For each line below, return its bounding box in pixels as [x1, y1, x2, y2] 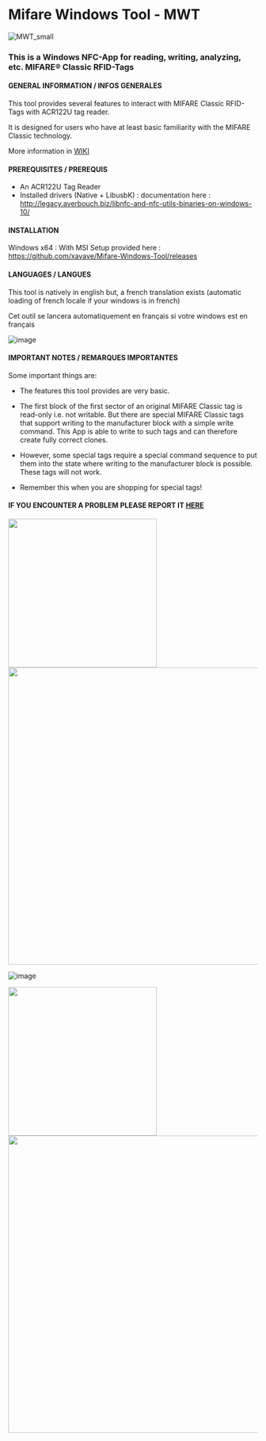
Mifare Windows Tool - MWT [8, 6, 200, 24]
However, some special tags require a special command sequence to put [19, 450, 257, 460]
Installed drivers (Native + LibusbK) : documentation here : [19, 190, 211, 200]
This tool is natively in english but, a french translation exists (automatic [8, 287, 241, 296]
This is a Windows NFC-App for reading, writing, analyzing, [8, 52, 241, 63]
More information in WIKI [8, 147, 89, 156]
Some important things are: [8, 370, 97, 380]
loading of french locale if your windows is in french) [8, 296, 180, 305]
